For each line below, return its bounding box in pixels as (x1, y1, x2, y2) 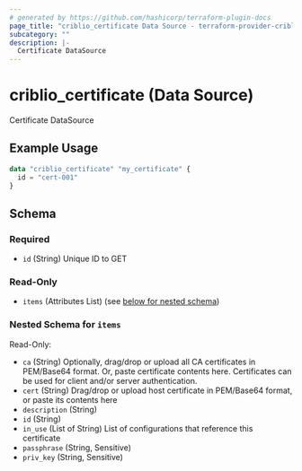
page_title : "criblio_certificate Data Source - (9, 22, 195, 31)
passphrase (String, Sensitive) (22, 441, 132, 453)
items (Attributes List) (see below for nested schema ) (22, 296, 220, 307)
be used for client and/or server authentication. (22, 375, 198, 386)
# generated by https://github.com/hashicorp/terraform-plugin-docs (9, 13, 271, 22)
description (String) (22, 404, 97, 414)
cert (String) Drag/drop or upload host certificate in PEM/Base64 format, (22, 385, 293, 396)
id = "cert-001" (17, 172, 78, 182)
